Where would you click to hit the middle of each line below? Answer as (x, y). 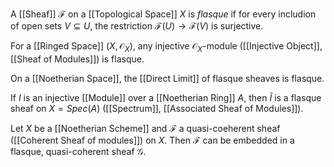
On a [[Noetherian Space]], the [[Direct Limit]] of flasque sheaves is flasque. (167, 78)
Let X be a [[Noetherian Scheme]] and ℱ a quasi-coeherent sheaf (145, 128)
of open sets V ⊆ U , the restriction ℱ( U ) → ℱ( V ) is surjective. (137, 26)
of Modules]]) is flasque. (94, 59)
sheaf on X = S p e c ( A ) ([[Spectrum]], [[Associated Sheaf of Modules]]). (157, 108)
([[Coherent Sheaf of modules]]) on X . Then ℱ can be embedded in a (152, 140)
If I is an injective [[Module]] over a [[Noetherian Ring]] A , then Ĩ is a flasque (166, 97)
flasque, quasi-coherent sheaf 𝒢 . (78, 151)
